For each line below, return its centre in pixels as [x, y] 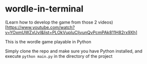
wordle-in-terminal [44, 9]
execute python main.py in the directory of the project [59, 56]
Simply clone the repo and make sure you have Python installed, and [74, 51]
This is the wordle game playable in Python [48, 41]
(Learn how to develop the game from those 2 [51, 22]
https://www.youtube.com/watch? [41, 27]
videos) [106, 22]
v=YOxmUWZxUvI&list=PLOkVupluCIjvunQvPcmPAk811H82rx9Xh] [71, 32]
